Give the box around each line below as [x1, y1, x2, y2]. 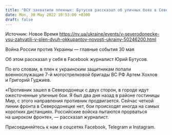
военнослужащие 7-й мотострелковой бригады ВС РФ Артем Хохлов [5, 72, 158, 78]
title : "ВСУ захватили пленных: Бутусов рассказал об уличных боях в [5, 7, 157, 13]
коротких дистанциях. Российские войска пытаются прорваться [5, 108, 147, 115]
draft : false [5, 17, 33, 22]
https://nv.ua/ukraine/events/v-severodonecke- [59, 31, 160, 37]
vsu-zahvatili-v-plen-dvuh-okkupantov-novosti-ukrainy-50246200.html [5, 36, 157, 42]
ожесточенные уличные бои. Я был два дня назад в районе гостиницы [5, 93, 160, 99]
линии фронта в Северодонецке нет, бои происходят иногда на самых [5, 103, 160, 109]
